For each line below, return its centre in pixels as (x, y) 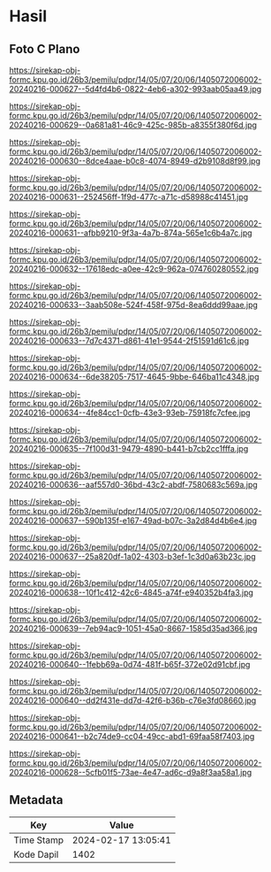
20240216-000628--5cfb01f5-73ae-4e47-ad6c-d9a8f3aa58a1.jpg (131, 772)
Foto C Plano (45, 49)
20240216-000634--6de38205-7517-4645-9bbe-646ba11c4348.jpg (134, 377)
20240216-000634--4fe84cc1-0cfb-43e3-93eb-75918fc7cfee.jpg (130, 413)
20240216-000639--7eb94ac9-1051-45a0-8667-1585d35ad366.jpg (133, 629)
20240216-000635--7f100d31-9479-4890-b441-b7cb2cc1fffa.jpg (129, 448)
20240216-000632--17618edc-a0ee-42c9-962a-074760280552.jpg (134, 269)
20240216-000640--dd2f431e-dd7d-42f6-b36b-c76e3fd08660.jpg (133, 700)
